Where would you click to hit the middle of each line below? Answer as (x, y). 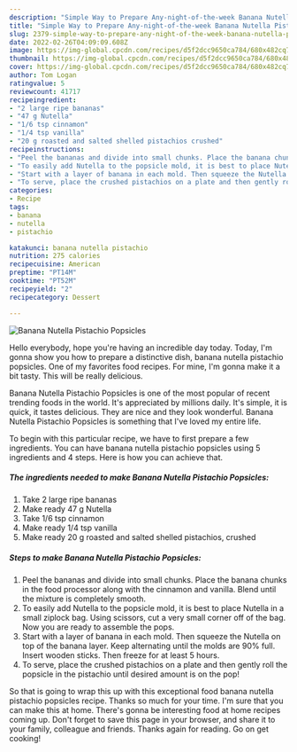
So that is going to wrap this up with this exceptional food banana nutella (141, 692)
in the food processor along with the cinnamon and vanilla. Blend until (149, 590)
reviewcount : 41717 (45, 91)
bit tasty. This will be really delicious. (76, 376)
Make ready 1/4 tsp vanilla (69, 528)
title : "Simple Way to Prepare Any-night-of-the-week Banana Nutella (140, 26)
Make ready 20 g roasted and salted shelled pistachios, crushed (139, 537)
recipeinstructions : (47, 149)
